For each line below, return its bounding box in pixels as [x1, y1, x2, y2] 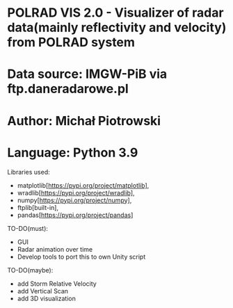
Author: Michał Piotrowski [7, 113, 161, 129]
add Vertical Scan [17, 286, 68, 295]
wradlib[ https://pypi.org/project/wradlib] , [17, 188, 135, 197]
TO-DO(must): [7, 224, 49, 232]
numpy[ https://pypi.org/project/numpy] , [17, 196, 132, 204]
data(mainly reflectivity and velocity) [7, 19, 227, 35]
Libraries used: [7, 168, 50, 176]
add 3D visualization [17, 294, 77, 302]
